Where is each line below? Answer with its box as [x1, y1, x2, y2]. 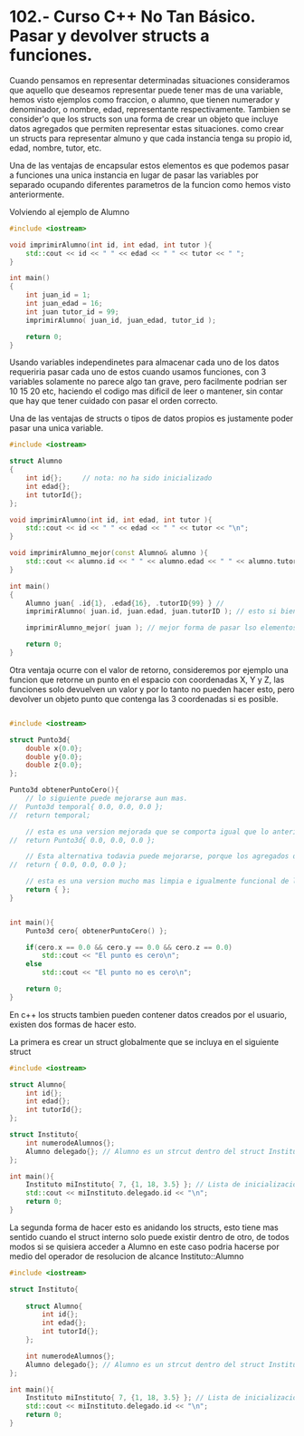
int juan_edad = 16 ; [25, 299, 103, 308]
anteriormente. [9, 189, 65, 200]
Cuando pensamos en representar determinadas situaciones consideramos [9, 74, 290, 85]
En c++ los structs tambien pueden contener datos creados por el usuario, [9, 1009, 288, 1020]
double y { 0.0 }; [25, 752, 83, 761]
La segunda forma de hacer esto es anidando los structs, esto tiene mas [9, 1222, 279, 1233]
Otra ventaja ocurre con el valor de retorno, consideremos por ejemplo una [9, 664, 290, 675]
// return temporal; [9, 810, 91, 820]
